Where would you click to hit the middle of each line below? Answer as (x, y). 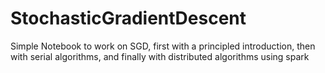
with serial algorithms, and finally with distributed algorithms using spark (160, 56)
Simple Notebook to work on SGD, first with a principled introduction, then (163, 46)
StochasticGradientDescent (128, 18)
